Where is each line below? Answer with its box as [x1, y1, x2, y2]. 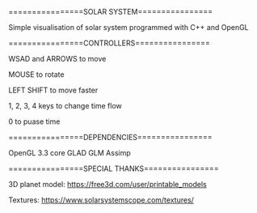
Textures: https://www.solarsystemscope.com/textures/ [8, 195, 194, 205]
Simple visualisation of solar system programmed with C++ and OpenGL [8, 23, 249, 32]
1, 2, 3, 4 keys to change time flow [8, 101, 123, 110]
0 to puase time [8, 117, 61, 126]
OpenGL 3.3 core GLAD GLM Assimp [8, 148, 131, 157]
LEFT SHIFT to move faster [8, 85, 99, 95]
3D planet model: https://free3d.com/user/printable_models [8, 180, 208, 189]
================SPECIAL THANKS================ [8, 164, 220, 173]
